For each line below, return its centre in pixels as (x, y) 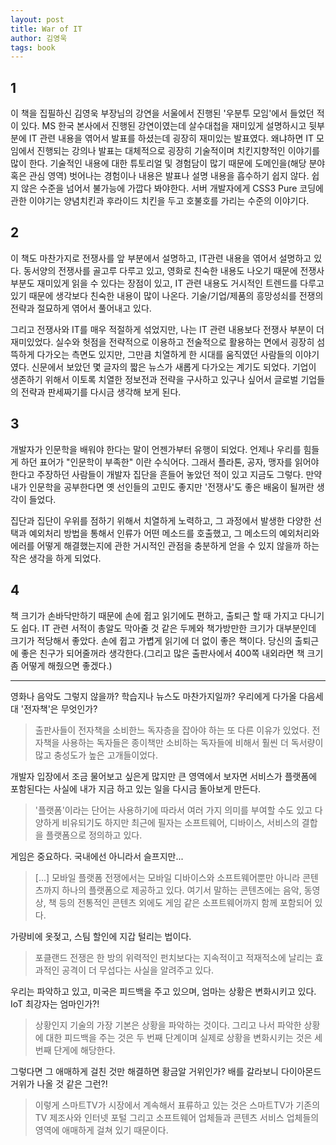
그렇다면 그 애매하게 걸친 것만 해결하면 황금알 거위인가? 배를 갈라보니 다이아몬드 (166, 1071)
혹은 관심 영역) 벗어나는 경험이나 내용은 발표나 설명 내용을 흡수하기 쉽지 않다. (160, 176)
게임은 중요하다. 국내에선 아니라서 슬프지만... (97, 856)
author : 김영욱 (39, 38)
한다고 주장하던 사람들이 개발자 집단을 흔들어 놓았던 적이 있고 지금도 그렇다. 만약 (166, 474)
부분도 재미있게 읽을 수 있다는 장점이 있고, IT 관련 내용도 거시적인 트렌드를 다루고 (167, 283)
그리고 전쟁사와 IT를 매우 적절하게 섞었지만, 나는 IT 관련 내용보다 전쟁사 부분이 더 (167, 329)
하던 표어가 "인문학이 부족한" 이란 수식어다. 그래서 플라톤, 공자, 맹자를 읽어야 (170, 462)
